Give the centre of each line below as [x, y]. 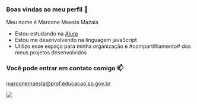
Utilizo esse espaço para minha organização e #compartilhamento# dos [103, 46]
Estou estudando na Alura [46, 34]
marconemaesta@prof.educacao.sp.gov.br [58, 83]
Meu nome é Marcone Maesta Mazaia [53, 22]
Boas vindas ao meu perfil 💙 [47, 9]
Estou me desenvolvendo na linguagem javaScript [76, 40]
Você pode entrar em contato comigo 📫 [65, 69]
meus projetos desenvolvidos [51, 53]
